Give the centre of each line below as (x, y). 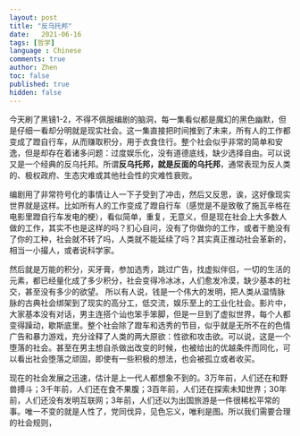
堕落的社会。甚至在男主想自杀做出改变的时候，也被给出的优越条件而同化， (146, 347)
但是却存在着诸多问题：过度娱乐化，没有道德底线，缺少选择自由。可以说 (158, 152)
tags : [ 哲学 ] (32, 43)
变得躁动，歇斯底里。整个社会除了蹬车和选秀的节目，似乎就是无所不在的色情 (150, 325)
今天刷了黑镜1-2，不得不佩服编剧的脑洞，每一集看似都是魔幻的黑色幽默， (144, 119)
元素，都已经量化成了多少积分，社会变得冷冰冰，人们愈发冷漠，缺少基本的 (146, 280)
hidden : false (36, 92)
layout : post (33, 17)
